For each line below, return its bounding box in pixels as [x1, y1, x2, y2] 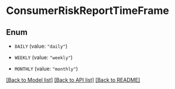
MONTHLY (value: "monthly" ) [14, 65, 78, 72]
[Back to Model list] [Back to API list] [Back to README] [6, 77, 140, 83]
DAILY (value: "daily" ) [14, 42, 68, 49]
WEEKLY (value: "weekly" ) [14, 54, 73, 60]
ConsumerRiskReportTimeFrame [6, 4, 170, 17]
